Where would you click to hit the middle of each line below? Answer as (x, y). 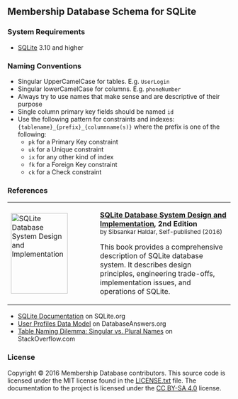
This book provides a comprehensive (161, 247)
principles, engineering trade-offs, (158, 274)
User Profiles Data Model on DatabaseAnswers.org (92, 324)
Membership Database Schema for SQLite (102, 12)
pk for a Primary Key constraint (73, 142)
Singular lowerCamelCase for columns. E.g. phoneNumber (99, 89)
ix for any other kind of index (71, 156)
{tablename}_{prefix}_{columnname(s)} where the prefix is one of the (119, 127)
